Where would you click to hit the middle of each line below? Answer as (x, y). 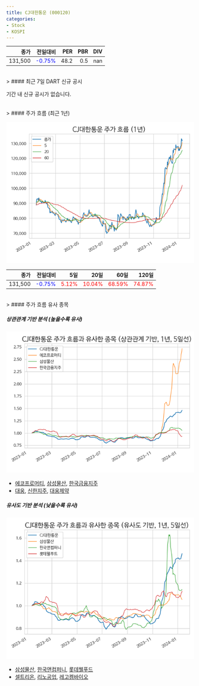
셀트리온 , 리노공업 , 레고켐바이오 (52, 676)
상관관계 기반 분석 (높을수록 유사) (44, 319)
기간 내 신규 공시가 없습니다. (39, 94)
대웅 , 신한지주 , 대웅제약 (42, 490)
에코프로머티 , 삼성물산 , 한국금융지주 (56, 483)
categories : (21, 19)
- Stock (16, 25)
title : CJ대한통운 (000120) (38, 13)
